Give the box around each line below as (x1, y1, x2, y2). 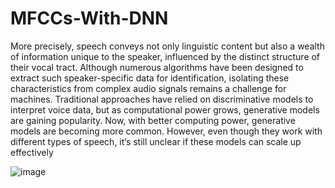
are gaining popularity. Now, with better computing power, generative (10, 114, 296, 126)
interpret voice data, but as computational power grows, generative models (10, 103, 320, 116)
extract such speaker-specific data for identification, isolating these (10, 72, 290, 84)
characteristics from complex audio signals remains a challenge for (10, 82, 287, 94)
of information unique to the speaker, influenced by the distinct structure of (10, 50, 321, 62)
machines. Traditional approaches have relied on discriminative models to (10, 93, 314, 105)
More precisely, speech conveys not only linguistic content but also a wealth (10, 40, 325, 52)
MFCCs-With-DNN (10, 7, 169, 30)
